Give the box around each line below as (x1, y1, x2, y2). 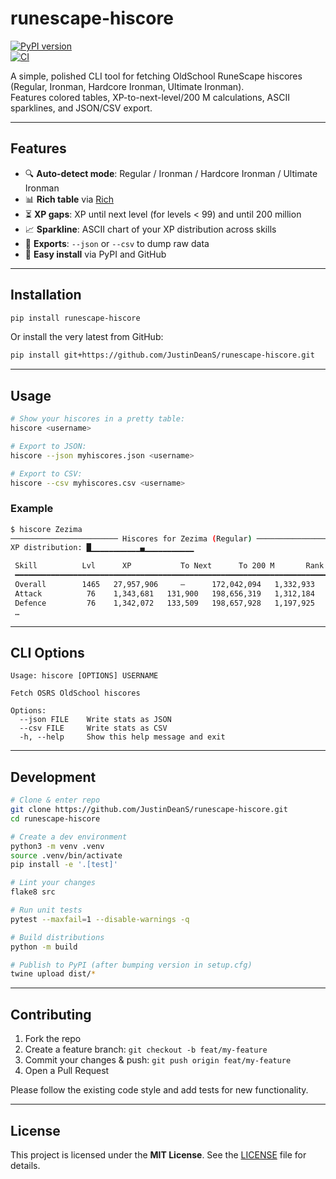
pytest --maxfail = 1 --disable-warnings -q (10, 914, 190, 924)
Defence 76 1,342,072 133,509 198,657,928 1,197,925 (14, 598, 315, 608)
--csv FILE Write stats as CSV (19, 723, 168, 734)
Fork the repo (24, 1033, 82, 1045)
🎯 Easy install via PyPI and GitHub (24, 248, 167, 260)
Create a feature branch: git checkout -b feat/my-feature (24, 1043, 268, 1056)
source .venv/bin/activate (10, 850, 123, 861)
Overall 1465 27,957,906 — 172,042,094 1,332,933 (14, 580, 315, 590)
